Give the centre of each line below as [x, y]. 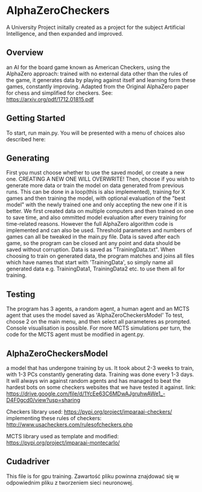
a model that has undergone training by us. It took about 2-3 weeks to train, [100, 368]
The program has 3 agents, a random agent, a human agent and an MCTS [98, 309]
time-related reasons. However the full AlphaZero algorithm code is [90, 224]
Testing [21, 294]
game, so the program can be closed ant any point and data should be [93, 243]
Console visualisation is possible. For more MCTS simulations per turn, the [99, 328]
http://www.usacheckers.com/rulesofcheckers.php [70, 424]
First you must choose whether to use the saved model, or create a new [96, 173]
